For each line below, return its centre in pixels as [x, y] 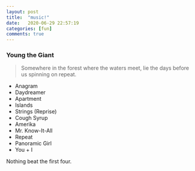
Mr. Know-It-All [34, 131]
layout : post [22, 12]
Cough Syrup [31, 118]
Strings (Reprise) [36, 112]
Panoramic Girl [33, 143]
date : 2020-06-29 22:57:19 [43, 23]
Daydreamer [30, 92]
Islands [24, 105]
